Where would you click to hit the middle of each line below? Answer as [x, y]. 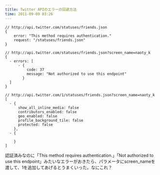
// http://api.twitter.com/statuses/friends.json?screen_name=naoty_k [78, 53]
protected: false [35, 124]
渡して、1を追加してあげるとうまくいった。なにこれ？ [59, 167]
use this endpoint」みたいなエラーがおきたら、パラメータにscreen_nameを [80, 161]
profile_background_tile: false [50, 120]
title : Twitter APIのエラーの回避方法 [41, 9]
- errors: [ [22, 61]
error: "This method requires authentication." [63, 36]
